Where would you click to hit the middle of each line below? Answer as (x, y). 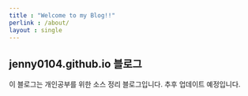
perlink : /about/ (39, 23)
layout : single (36, 30)
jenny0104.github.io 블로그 (76, 64)
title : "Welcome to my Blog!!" (62, 15)
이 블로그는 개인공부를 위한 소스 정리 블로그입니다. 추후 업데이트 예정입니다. (125, 84)
